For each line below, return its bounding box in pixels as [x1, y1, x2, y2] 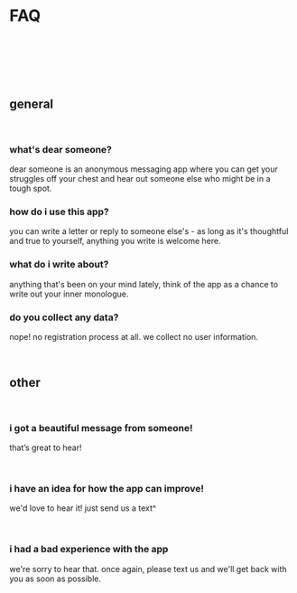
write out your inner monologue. [9, 288, 129, 299]
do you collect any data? [9, 311, 119, 324]
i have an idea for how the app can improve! [9, 482, 205, 494]
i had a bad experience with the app [9, 543, 169, 556]
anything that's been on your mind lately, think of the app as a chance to [9, 278, 278, 289]
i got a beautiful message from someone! [9, 421, 193, 434]
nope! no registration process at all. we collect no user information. [9, 331, 259, 342]
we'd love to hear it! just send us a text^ [9, 503, 156, 513]
